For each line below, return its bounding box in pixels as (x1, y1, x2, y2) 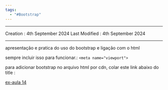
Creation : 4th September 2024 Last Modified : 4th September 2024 (5, 30, 146, 36)
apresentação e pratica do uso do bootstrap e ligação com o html (5, 44, 140, 50)
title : (5, 69, 16, 75)
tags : (5, 7, 16, 12)
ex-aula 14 (5, 79, 26, 85)
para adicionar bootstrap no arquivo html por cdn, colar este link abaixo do (5, 64, 159, 70)
